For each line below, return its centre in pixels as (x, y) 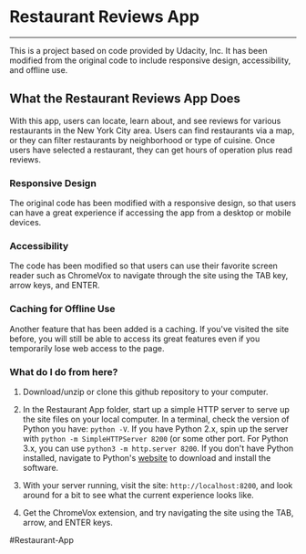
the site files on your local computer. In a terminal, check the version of (156, 419)
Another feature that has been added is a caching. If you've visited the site (149, 329)
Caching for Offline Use (62, 309)
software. (41, 467)
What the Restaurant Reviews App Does (125, 99)
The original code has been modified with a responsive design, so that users (153, 204)
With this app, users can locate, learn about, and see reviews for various (145, 120)
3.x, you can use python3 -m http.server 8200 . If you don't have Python (158, 448)
